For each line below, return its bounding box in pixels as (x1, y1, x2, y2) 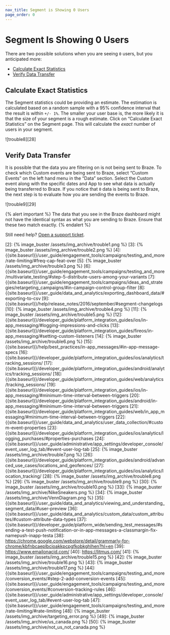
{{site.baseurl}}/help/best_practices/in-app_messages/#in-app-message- (5, 344, 160, 350)
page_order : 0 (5, 12, 35, 17)
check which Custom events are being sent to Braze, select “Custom (5, 170, 148, 176)
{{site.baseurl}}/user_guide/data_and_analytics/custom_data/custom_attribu (5, 511, 164, 517)
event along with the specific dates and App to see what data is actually (5, 181, 155, 187)
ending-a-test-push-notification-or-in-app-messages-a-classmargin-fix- (5, 527, 158, 533)
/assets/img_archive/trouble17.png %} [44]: (5, 565, 95, 571)
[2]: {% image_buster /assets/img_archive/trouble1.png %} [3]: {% (5, 241, 143, 248)
